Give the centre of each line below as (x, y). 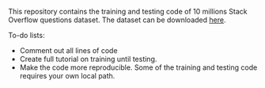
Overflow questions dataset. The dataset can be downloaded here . (117, 20)
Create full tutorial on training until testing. (88, 59)
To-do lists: (26, 35)
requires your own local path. (67, 76)
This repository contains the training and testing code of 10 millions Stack (128, 11)
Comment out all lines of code (68, 50)
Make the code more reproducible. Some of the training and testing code (138, 67)
